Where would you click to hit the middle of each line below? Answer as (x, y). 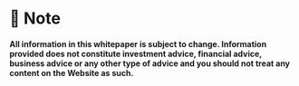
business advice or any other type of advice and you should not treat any (150, 63)
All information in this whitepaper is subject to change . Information (138, 43)
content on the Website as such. (72, 72)
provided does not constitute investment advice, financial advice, (136, 53)
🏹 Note (35, 19)
